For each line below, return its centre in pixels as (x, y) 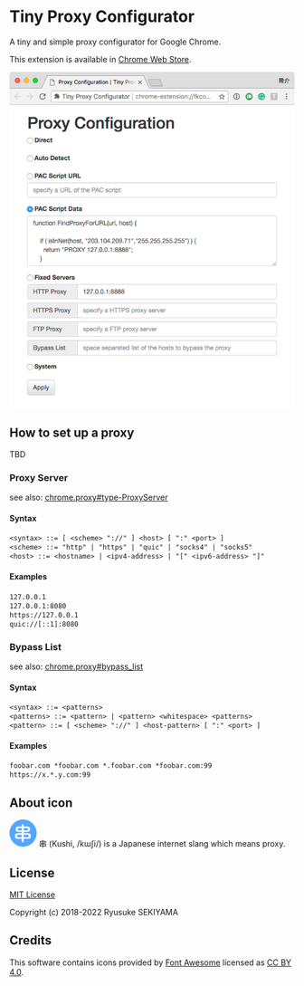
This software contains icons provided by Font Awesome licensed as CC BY (151, 962)
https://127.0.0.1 (44, 615)
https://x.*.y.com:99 (50, 775)
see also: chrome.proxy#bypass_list (76, 666)
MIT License (33, 895)
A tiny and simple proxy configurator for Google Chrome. (115, 42)
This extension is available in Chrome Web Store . (100, 59)
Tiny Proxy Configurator (102, 17)
